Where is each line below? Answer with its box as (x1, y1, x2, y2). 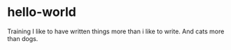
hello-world (7, 4, 77, 20)
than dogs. (7, 34, 38, 42)
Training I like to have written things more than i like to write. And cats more (7, 27, 225, 35)
